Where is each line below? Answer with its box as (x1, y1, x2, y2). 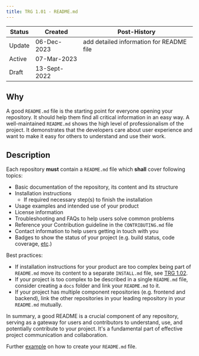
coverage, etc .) (14, 240, 52, 247)
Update (9, 41, 30, 49)
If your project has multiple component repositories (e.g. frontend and (14, 288, 185, 295)
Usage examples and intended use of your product (14, 202, 139, 209)
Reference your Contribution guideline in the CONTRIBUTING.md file (14, 221, 174, 228)
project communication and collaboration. (6, 332, 108, 339)
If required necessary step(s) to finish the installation (23, 196, 153, 204)
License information (14, 209, 64, 216)
